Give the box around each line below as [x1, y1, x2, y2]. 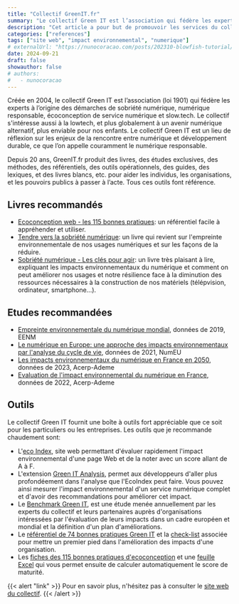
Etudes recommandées [7, 306, 112, 318]
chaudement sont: [7, 432, 61, 442]
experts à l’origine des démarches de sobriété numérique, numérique [7, 104, 210, 113]
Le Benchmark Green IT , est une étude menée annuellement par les [17, 499, 216, 508]
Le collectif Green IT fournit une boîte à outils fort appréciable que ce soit [7, 417, 223, 426]
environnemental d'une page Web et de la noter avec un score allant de [17, 454, 228, 463]
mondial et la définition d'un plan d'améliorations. [17, 522, 163, 531]
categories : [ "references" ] [7, 30, 91, 38]
